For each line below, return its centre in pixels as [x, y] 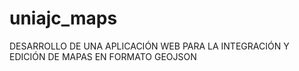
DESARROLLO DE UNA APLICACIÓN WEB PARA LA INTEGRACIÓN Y [149, 46]
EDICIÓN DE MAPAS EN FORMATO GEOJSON [103, 56]
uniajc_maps [63, 18]
